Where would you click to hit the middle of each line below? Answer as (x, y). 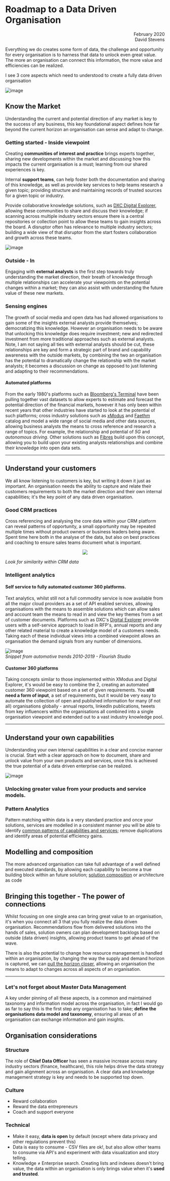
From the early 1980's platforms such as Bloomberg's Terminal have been (82, 394)
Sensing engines (26, 306)
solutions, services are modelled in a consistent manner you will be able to (83, 825)
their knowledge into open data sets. (44, 448)
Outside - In (20, 260)
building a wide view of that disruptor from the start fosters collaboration (81, 232)
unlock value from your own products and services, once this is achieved (81, 761)
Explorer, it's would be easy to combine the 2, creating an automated (77, 685)
